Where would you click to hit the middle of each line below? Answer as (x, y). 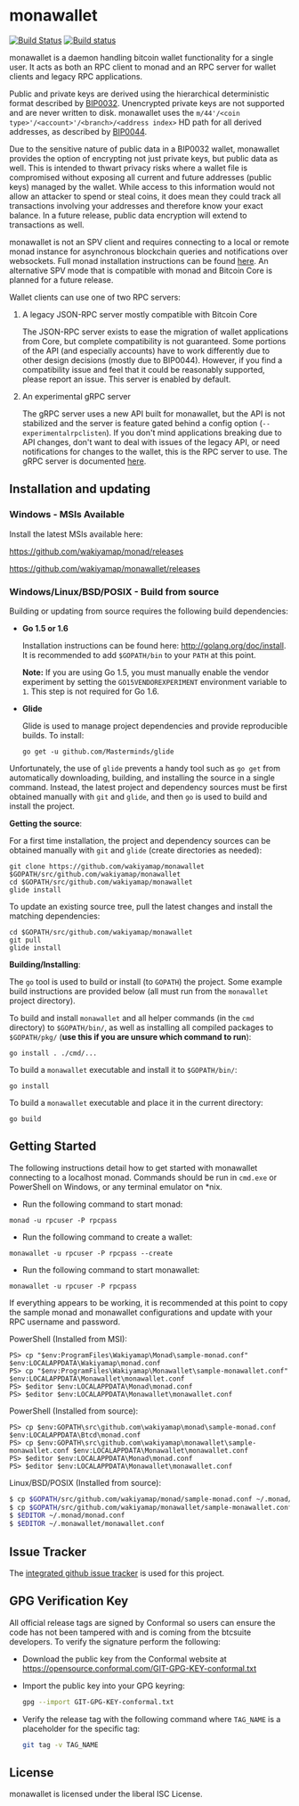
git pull (25, 940)
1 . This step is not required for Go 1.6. (91, 691)
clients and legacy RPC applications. (76, 76)
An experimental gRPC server (76, 396)
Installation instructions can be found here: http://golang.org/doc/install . (154, 645)
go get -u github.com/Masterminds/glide (98, 751)
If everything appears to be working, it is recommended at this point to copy (149, 1302)
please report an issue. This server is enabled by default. (126, 379)
